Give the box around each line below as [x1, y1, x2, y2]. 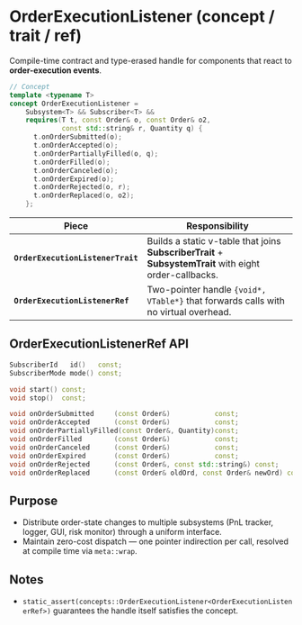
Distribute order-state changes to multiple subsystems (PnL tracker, [22, 517, 274, 528]
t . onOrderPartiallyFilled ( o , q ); [32, 149, 159, 159]
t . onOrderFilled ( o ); [32, 158, 111, 167]
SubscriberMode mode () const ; [9, 368, 123, 377]
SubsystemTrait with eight [147, 258, 261, 270]
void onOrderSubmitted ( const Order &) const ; [9, 410, 240, 419]
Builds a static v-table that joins [147, 235, 281, 248]
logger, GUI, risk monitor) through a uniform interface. [22, 527, 222, 538]
